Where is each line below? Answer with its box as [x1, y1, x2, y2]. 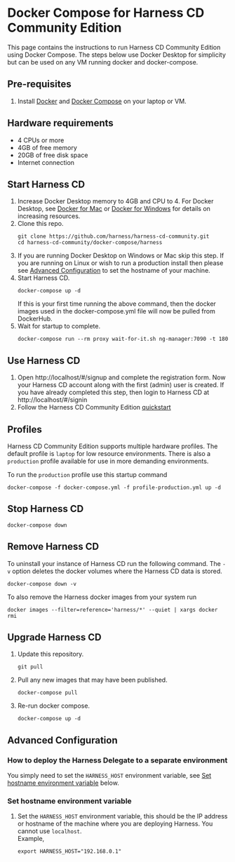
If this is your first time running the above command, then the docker [17, 299, 216, 308]
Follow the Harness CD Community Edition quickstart [17, 403, 171, 412]
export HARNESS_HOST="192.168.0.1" [17, 848, 122, 855]
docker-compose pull [17, 689, 78, 696]
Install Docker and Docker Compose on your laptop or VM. [17, 97, 187, 105]
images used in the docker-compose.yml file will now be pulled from [17, 307, 215, 316]
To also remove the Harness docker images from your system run [7, 593, 197, 601]
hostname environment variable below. [7, 779, 119, 787]
